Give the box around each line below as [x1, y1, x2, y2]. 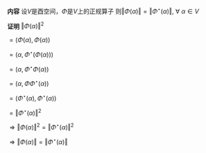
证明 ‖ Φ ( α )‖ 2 [7, 21, 44, 30]
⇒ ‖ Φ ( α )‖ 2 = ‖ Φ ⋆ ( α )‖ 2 [9, 122, 74, 132]
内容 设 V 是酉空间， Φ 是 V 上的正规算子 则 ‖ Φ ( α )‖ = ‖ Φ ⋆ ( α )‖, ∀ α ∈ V [7, 6, 199, 15]
